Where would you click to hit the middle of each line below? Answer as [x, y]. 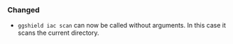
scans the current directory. [58, 33]
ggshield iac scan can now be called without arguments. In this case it [121, 26]
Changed [24, 10]
